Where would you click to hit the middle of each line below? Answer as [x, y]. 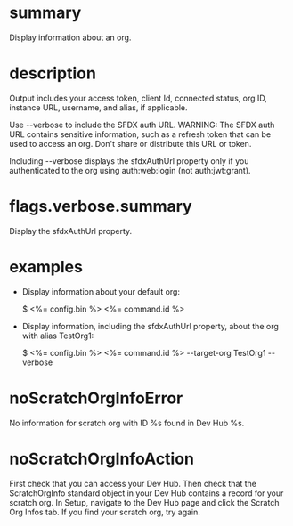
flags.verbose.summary [101, 206]
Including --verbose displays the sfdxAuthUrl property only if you [129, 161]
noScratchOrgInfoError [96, 398]
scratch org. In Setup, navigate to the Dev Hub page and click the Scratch [144, 502]
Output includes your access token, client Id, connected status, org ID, [138, 98]
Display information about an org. [70, 37]
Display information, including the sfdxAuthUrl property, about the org [150, 326]
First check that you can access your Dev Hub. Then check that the [133, 483]
